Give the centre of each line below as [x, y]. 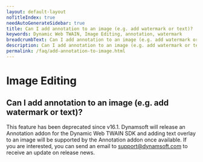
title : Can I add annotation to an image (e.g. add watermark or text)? [100, 29]
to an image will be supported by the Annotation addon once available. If [97, 140]
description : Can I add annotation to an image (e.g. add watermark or [98, 46]
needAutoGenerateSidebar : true [46, 23]
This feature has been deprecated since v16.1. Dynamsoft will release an [96, 126]
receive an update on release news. [51, 152]
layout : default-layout [36, 12]
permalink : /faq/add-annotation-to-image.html [66, 51]
